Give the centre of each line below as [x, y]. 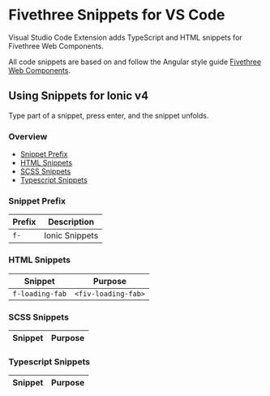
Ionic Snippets [71, 235]
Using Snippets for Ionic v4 [78, 96]
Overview [28, 136]
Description [71, 222]
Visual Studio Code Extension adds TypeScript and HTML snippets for [126, 37]
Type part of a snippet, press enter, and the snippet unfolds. [109, 115]
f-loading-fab [40, 293]
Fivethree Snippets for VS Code [117, 15]
